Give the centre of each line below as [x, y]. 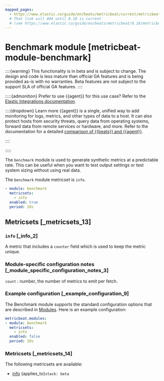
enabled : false [25, 337]
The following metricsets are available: [44, 364]
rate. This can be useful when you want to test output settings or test [74, 165]
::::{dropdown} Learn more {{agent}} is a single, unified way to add [72, 111]
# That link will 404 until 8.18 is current [55, 19]
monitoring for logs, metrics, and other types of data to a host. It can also [79, 116]
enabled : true [24, 202]
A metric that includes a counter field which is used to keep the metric [75, 246]
